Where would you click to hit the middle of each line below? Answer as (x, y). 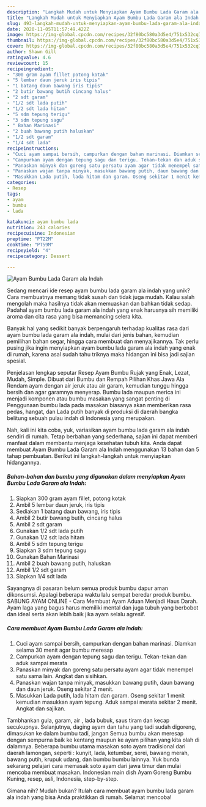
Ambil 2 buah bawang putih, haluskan (63, 564)
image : (15, 35)
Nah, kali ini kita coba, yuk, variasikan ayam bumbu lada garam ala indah (98, 430)
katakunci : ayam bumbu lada (43, 222)
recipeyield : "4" (29, 250)
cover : (15, 46)
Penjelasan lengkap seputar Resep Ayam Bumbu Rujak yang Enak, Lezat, (99, 373)
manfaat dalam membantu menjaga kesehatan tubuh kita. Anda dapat (94, 443)
